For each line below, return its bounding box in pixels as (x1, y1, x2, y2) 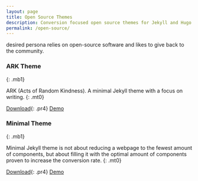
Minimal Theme (6, 119, 52, 127)
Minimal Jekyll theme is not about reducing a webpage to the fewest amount (6, 144, 193, 151)
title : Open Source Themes (6, 14, 73, 20)
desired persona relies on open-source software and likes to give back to (6, 41, 184, 48)
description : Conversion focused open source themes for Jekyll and (6, 19, 178, 25)
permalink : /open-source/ (6, 25, 70, 31)
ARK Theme (6, 62, 41, 71)
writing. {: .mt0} (6, 93, 44, 100)
